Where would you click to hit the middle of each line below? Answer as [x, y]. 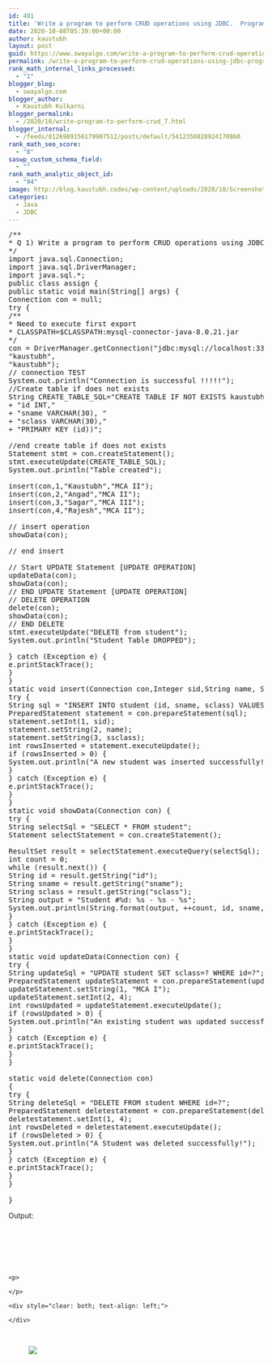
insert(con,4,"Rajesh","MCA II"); [77, 511]
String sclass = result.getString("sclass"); [100, 892]
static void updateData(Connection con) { [94, 957]
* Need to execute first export [72, 324]
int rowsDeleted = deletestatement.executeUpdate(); [115, 1127]
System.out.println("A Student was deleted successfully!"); [132, 1144]
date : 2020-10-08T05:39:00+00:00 [65, 31]
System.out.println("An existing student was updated [117, 1022]
